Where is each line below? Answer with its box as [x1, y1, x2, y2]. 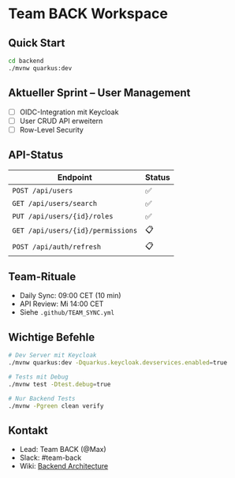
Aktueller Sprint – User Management [8, 86, 191, 99]
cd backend [8, 57, 44, 65]
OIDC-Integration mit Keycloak [19, 107, 119, 117]
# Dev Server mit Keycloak [8, 352, 97, 360]
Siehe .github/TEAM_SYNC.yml [19, 308, 115, 317]
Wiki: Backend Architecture [19, 461, 109, 471]
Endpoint [57, 171, 92, 182]
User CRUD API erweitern [19, 116, 103, 125]
